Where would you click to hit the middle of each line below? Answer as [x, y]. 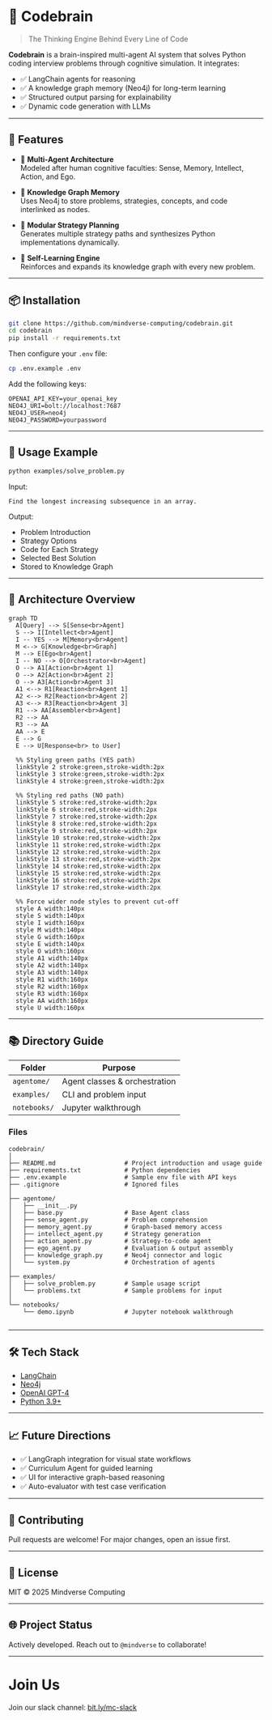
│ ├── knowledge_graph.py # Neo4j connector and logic [115, 1255]
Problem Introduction [55, 532]
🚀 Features [36, 140]
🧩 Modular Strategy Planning [70, 225]
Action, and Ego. [48, 176]
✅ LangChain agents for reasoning [78, 79]
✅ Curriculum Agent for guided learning [87, 1468]
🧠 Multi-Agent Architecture [67, 159]
